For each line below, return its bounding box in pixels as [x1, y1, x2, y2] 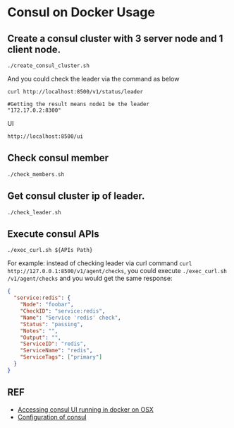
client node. [7, 43, 61, 55]
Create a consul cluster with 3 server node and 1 [7, 33, 223, 45]
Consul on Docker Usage [7, 4, 155, 21]
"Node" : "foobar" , [20, 301, 74, 308]
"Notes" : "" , [20, 327, 58, 335]
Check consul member [7, 152, 109, 164]
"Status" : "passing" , [20, 320, 83, 328]
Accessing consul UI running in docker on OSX [17, 405, 154, 414]
